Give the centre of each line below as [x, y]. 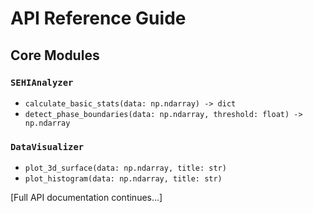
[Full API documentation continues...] [86, 198]
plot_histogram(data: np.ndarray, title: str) [123, 179]
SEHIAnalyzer [42, 82]
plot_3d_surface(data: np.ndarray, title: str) [125, 168]
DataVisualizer [47, 146]
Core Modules [55, 55]
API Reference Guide [98, 18]
